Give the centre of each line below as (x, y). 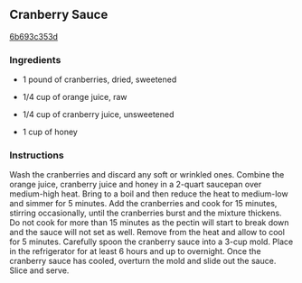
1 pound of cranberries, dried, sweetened (99, 79)
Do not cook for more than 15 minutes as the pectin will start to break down (149, 223)
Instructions (37, 155)
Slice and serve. (39, 270)
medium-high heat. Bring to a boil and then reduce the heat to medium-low (149, 194)
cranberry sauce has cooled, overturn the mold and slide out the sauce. (143, 261)
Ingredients (35, 59)
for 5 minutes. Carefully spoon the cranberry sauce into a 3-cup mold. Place (151, 242)
